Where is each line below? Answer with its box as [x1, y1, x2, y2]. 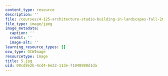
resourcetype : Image [5, 53, 48, 59]
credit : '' [9, 35, 32, 40]
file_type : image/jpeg [5, 21, 52, 26]
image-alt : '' [9, 40, 39, 45]
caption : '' [9, 30, 35, 35]
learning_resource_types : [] [5, 44, 66, 49]
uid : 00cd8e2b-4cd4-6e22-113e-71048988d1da [5, 63, 97, 68]
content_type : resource [5, 7, 55, 12]
